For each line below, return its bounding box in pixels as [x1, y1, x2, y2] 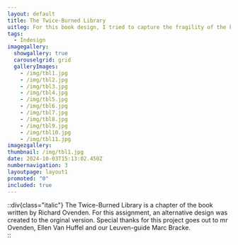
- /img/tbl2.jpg [20, 76, 69, 84]
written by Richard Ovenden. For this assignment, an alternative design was [7, 208, 228, 217]
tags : [7, 30, 23, 38]
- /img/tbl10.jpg [20, 129, 72, 136]
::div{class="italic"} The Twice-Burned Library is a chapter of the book [7, 201, 214, 210]
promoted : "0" [7, 175, 50, 182]
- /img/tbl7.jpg [20, 109, 69, 116]
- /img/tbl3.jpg [20, 83, 69, 90]
